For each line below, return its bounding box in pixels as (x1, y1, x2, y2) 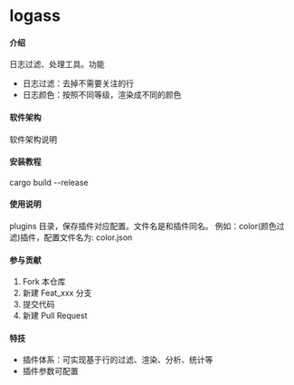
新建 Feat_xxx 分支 (22, 287, 92, 299)
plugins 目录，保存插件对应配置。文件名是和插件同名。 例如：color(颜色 (9, 221, 278, 231)
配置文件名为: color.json (43, 232, 133, 243)
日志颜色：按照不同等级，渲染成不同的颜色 (22, 90, 182, 101)
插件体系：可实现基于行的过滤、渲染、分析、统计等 (22, 354, 213, 365)
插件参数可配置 (22, 366, 79, 377)
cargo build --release (9, 177, 89, 188)
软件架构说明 (9, 133, 57, 145)
